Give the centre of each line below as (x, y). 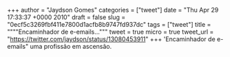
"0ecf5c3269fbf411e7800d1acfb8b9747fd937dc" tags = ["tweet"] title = (109, 24)
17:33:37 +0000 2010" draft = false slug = (66, 17)
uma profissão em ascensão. (71, 46)
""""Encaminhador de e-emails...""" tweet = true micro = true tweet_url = (111, 32)
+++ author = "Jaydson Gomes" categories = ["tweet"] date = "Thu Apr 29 (113, 10)
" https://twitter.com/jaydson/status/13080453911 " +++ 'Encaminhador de (111, 39)
